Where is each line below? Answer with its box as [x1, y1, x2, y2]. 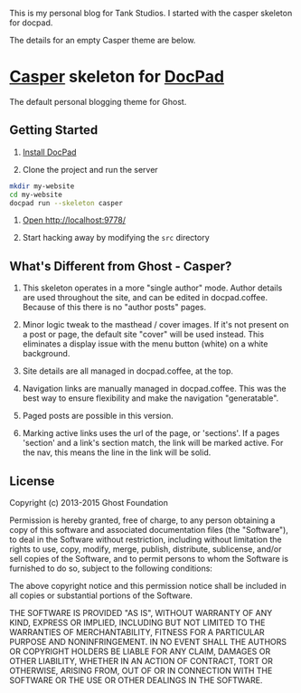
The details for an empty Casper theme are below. [9, 35, 196, 45]
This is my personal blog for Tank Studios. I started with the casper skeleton [9, 8, 293, 18]
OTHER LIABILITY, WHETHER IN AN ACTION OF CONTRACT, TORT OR [9, 656, 273, 666]
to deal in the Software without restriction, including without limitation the [9, 534, 282, 545]
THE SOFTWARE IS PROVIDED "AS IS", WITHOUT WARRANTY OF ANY [9, 608, 273, 618]
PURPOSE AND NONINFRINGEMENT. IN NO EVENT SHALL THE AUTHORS [9, 637, 287, 647]
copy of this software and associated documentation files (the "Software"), [9, 525, 289, 535]
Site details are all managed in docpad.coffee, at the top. [22, 365, 233, 376]
